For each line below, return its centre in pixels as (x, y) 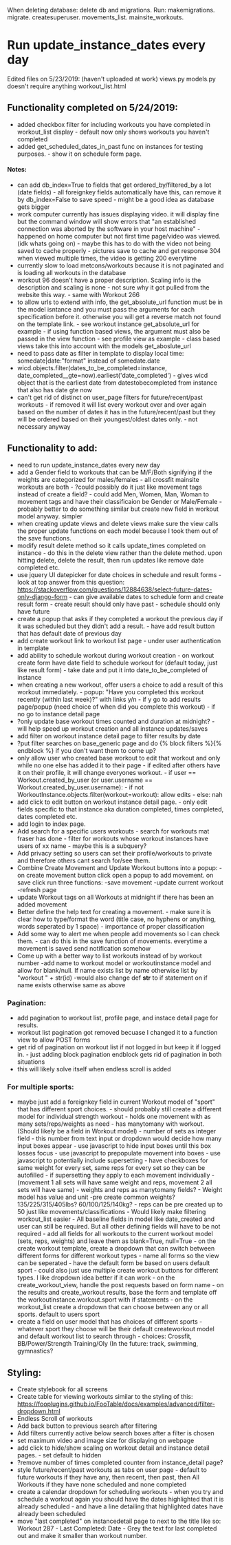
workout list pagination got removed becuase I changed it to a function (117, 1033)
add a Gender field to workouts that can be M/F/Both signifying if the (114, 472)
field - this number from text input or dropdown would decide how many (119, 1139)
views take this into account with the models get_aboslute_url (104, 346)
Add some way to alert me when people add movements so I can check (118, 933)
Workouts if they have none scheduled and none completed (102, 1484)
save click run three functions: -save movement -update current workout (120, 882)
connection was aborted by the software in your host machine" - (109, 229)
